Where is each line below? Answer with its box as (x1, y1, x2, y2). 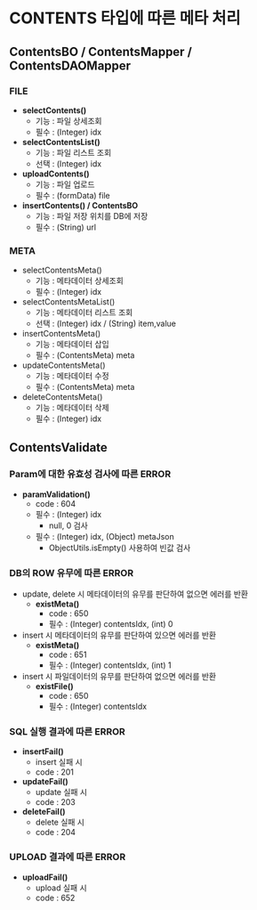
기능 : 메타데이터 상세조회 (35, 275, 124, 286)
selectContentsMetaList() (21, 297, 116, 307)
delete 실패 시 (35, 817, 85, 828)
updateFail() (21, 776, 68, 787)
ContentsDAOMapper (9, 58, 132, 73)
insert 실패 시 (35, 757, 83, 768)
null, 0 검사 (48, 520, 89, 531)
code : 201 (35, 767, 74, 777)
